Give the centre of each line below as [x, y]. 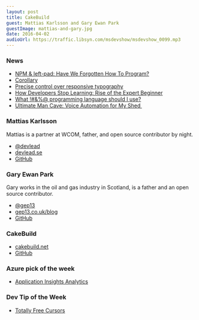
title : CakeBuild [28, 17]
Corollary [26, 80]
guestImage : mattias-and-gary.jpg [49, 29]
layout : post [22, 12]
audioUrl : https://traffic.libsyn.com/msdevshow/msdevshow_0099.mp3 [94, 40]
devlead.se [28, 152]
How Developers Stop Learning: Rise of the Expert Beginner [89, 93]
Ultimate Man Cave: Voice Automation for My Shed [78, 106]
